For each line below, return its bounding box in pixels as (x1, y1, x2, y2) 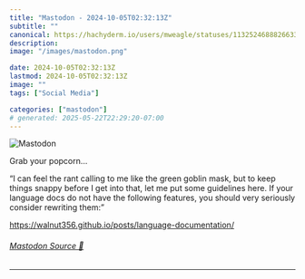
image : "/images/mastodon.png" (9, 47, 128, 56)
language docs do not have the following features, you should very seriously (9, 192, 296, 204)
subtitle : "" (9, 22, 59, 31)
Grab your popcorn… (9, 156, 88, 167)
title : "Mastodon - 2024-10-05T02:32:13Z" (9, 13, 172, 23)
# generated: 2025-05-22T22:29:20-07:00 (9, 113, 165, 122)
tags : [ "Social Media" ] (9, 88, 100, 98)
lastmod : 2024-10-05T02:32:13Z (9, 72, 128, 82)
